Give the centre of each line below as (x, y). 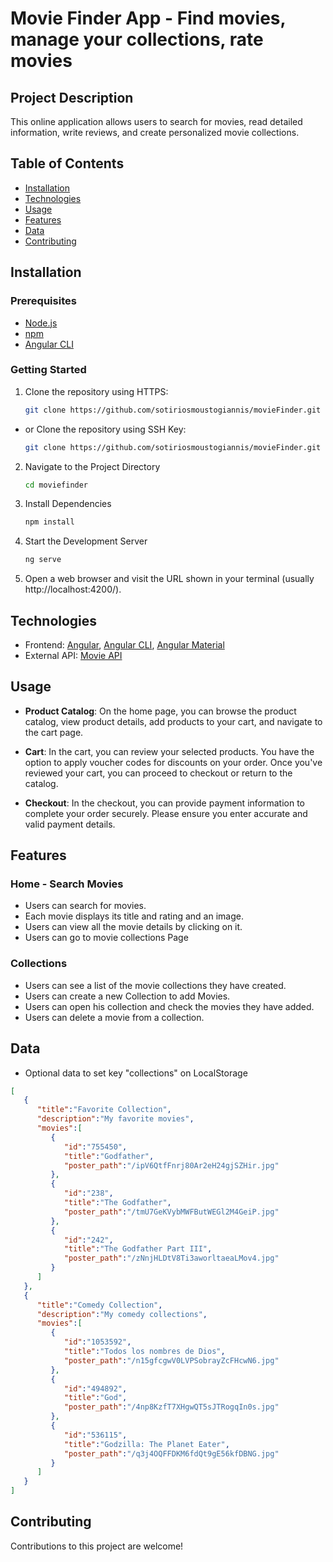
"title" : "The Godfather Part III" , (138, 1249)
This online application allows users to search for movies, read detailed (156, 121)
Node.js (41, 323)
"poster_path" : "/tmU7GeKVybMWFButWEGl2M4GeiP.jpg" (171, 1212)
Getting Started (48, 370)
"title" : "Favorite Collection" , (104, 1110)
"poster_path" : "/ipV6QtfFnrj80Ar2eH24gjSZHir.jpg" (171, 1165)
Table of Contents (67, 163)
